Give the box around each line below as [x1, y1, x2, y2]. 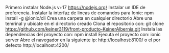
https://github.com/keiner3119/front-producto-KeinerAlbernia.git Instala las [5, 26, 162, 32]
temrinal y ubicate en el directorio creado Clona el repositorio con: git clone [5, 20, 164, 26]
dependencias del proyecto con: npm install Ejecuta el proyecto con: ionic [5, 32, 161, 37]
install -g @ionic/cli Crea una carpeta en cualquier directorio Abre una [5, 15, 153, 21]
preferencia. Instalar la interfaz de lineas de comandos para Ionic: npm [5, 10, 154, 16]
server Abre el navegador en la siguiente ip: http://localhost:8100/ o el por [5, 37, 161, 43]
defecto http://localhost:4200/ [5, 42, 69, 48]
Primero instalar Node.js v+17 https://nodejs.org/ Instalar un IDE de [5, 5, 146, 10]
